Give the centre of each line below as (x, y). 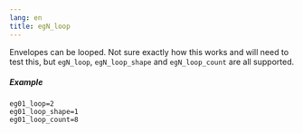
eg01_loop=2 (32, 104)
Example (26, 82)
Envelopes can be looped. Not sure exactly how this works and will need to (149, 52)
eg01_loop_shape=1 (44, 112)
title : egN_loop (40, 26)
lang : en (26, 18)
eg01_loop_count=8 (44, 120)
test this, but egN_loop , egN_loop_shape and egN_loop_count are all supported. (152, 62)
